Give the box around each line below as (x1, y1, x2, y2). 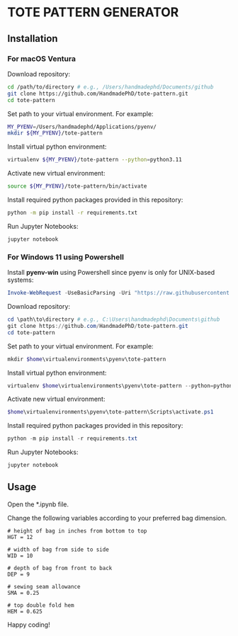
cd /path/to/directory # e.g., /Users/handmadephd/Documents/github (7, 83, 214, 91)
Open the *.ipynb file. (7, 500, 69, 509)
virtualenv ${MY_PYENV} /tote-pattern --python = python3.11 (7, 157, 182, 164)
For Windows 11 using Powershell (7, 252, 124, 262)
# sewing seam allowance (7, 583, 81, 590)
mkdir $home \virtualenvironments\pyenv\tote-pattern (7, 356, 166, 363)
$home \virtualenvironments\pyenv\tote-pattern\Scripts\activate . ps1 (7, 409, 214, 416)
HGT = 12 (7, 533, 33, 540)
